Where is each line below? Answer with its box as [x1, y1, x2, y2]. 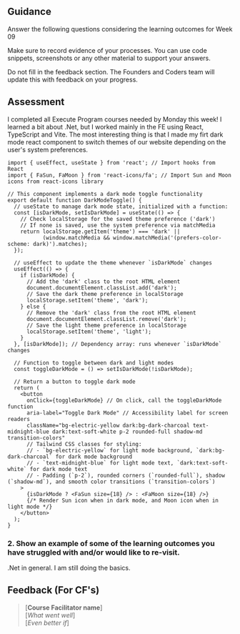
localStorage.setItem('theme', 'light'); [26, 328, 152, 335]
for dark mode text [29, 465, 88, 472]
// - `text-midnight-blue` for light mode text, [26, 459, 174, 467]
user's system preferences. [7, 145, 88, 154]
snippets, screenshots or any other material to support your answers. [7, 54, 211, 62]
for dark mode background [55, 453, 133, 460]
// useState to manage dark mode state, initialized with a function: [14, 203, 229, 210]
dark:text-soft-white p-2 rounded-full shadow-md [52, 428, 203, 435]
